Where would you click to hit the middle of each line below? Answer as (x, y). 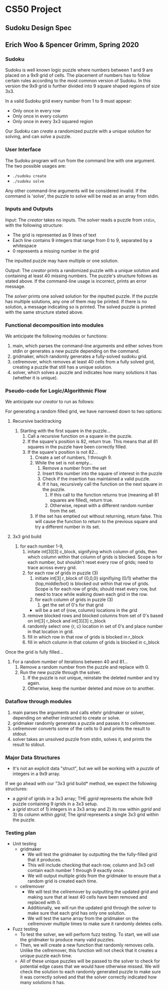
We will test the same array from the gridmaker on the (83, 918)
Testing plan (21, 833)
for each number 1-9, (42, 546)
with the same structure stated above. (44, 312)
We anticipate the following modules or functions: (56, 336)
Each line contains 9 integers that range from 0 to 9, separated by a (82, 240)
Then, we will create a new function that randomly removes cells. (87, 945)
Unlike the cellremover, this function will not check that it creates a (89, 950)
